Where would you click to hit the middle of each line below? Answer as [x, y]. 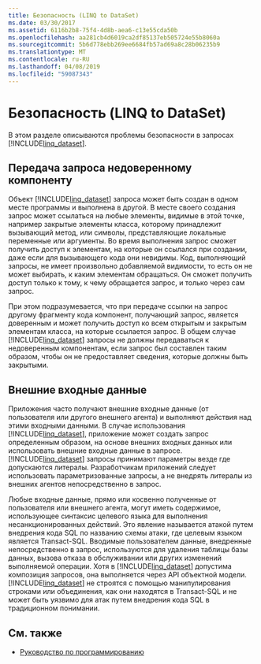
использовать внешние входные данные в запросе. [95, 451]
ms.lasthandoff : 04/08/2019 [54, 67]
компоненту [40, 180]
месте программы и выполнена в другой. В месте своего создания [122, 208]
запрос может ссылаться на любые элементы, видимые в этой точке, [126, 216]
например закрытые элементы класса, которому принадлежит [115, 224]
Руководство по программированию [82, 652]
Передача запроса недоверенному [100, 167]
